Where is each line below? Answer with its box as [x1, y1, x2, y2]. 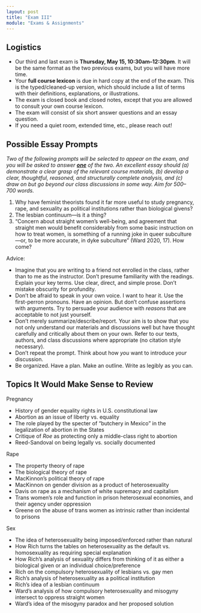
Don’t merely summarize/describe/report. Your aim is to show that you [14, 317, 189, 324]
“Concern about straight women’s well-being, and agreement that [14, 218, 177, 225]
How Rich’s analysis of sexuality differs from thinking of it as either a [14, 555, 184, 563]
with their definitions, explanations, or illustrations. [14, 90, 140, 97]
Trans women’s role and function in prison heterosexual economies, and [14, 494, 193, 501]
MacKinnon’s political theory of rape [14, 474, 105, 482]
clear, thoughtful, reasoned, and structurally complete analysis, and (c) [6, 175, 183, 181]
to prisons [14, 513, 40, 520]
